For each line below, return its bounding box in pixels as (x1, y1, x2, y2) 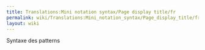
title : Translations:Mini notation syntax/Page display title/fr (6, 9, 176, 15)
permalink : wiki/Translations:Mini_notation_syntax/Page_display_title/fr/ (6, 15, 203, 21)
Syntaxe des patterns (6, 37, 60, 45)
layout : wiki (6, 20, 40, 26)
